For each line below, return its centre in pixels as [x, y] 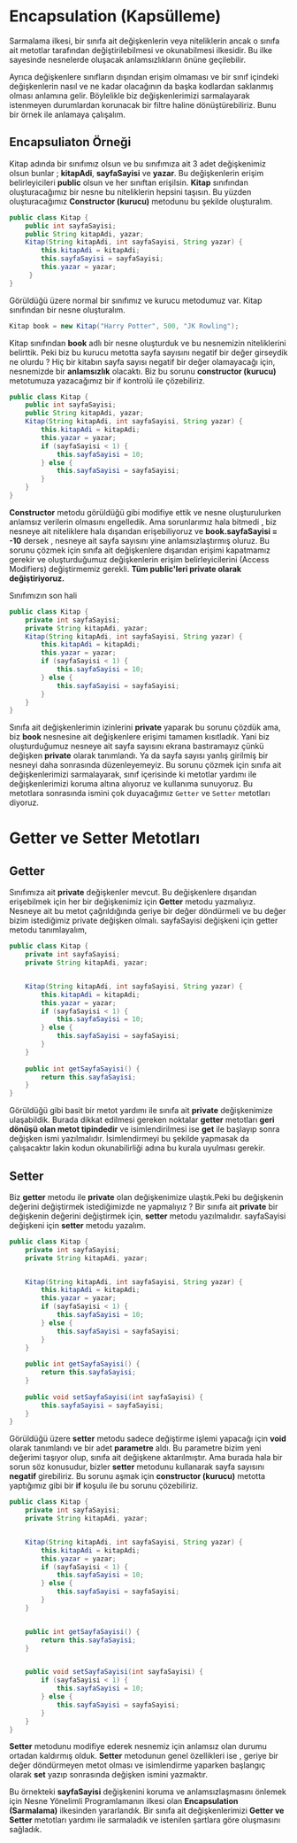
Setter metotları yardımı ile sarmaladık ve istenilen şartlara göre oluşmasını [145, 1820]
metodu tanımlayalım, [48, 930]
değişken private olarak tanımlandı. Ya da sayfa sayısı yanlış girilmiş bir [139, 755]
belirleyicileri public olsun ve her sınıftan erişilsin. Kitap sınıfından [129, 182]
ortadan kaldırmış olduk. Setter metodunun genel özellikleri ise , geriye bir [144, 1756]
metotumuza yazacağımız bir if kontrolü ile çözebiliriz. [107, 380]
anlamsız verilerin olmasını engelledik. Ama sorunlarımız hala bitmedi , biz [143, 522]
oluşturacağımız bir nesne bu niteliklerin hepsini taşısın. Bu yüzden [130, 191]
